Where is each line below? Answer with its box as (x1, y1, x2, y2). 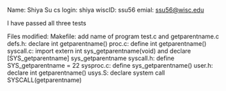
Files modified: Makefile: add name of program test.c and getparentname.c (7, 32, 220, 40)
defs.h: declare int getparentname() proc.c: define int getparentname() (7, 40, 207, 47)
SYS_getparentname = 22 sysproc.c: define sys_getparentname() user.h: (7, 62, 214, 69)
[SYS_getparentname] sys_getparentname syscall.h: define (7, 54, 175, 62)
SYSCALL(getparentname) (7, 76, 82, 84)
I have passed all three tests (7, 19, 87, 27)
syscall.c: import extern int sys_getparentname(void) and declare (7, 47, 191, 55)
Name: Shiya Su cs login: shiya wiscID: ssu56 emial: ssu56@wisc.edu (7, 6, 205, 14)
